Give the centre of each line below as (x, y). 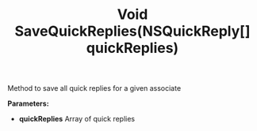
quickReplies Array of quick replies (77, 119)
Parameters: (28, 103)
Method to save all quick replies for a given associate (94, 88)
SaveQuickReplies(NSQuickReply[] (132, 31)
